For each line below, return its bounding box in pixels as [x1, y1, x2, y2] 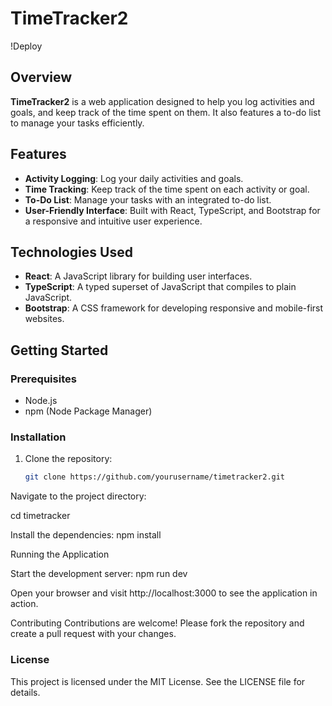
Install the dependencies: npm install [10, 529, 162, 541]
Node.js [24, 395, 58, 407]
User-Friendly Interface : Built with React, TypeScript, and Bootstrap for [24, 204, 321, 216]
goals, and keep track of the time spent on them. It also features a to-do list [10, 106, 321, 118]
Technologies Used [10, 243, 133, 261]
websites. [24, 313, 65, 325]
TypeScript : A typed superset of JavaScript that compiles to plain [24, 281, 297, 293]
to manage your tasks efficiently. [10, 117, 145, 129]
